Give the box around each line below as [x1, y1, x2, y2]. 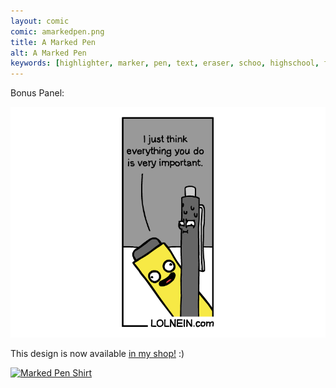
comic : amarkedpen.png [10, 26, 105, 37]
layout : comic [10, 16, 70, 26]
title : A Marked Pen [10, 37, 97, 47]
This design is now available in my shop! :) [10, 347, 185, 359]
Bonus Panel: [10, 87, 65, 99]
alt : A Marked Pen [10, 48, 87, 58]
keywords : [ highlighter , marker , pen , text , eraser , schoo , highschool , [10, 58, 320, 69]
